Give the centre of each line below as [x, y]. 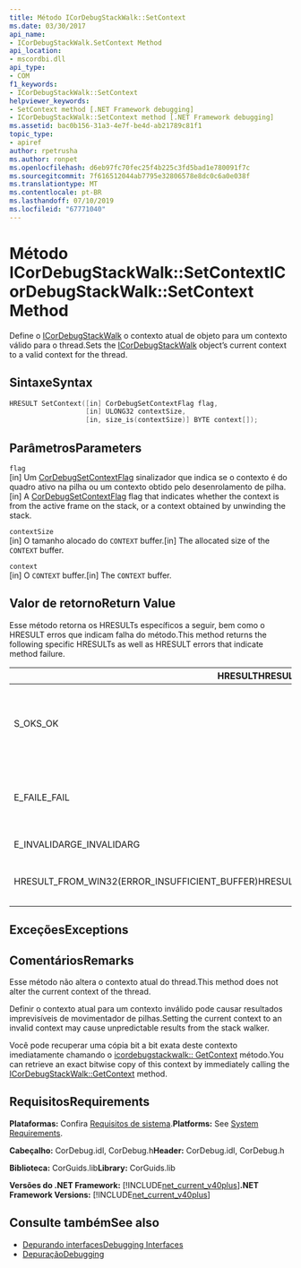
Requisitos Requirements [80, 1102]
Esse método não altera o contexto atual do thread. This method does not [144, 981]
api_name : [28, 34]
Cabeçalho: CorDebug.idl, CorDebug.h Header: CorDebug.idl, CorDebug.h [147, 1150]
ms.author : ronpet [43, 159]
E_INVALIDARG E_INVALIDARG [77, 844]
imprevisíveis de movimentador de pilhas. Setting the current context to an [146, 1018]
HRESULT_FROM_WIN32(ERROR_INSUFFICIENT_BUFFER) [136, 881]
